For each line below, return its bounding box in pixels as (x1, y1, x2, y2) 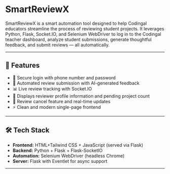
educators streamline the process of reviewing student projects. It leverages (5, 25, 164, 31)
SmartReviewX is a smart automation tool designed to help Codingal (5, 20, 147, 26)
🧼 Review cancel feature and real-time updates (12, 98, 111, 104)
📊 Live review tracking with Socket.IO (12, 85, 92, 92)
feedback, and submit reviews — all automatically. (5, 41, 110, 48)
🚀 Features (5, 61, 40, 70)
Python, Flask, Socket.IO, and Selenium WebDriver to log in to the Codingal (5, 31, 161, 37)
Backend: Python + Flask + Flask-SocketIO (12, 147, 103, 153)
